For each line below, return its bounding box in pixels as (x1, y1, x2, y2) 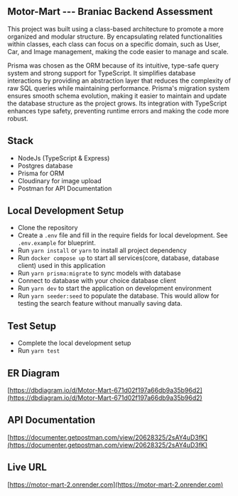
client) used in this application (17, 262, 106, 270)
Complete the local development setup (17, 339, 131, 348)
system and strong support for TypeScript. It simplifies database (7, 68, 196, 77)
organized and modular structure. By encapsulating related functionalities (7, 32, 222, 41)
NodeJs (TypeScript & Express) (17, 153, 110, 162)
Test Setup (7, 320, 57, 332)
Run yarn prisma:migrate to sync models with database (17, 269, 181, 277)
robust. (7, 114, 28, 123)
